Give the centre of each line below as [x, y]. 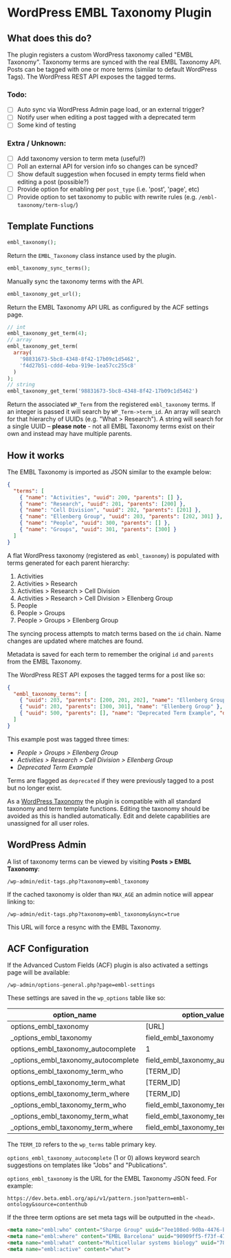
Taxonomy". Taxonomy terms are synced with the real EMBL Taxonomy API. [114, 62]
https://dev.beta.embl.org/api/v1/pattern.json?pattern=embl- [98, 1199]
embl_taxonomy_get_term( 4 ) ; [47, 333]
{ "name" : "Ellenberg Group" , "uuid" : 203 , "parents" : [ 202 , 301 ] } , [121, 517]
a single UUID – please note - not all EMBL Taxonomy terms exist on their [111, 426]
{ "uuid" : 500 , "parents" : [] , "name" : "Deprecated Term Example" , [118, 713]
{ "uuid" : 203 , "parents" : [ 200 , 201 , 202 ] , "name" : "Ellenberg [113, 700]
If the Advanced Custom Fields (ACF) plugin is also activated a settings [108, 965]
